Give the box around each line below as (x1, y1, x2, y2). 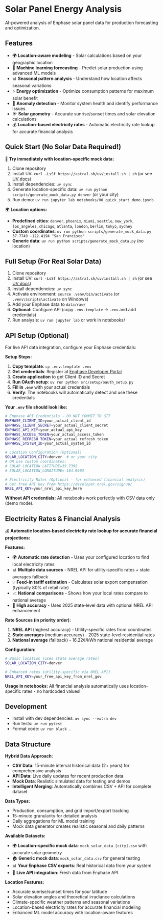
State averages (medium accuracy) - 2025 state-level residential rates (12, 632, 155, 638)
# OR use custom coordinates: (5, 459, 67, 464)
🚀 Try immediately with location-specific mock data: (5, 156, 114, 162)
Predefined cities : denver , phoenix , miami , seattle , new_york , (12, 217, 134, 224)
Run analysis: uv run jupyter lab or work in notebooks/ (12, 317, 126, 323)
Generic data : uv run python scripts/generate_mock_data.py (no (12, 238, 144, 244)
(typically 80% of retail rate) (12, 585, 70, 591)
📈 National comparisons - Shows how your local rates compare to (12, 590, 148, 596)
